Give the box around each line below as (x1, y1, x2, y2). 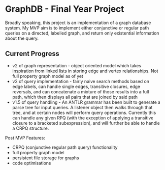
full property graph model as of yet (12, 73, 84, 79)
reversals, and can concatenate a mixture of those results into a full (12, 88, 149, 94)
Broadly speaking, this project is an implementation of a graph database (5, 20, 151, 26)
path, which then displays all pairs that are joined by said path (12, 94, 138, 100)
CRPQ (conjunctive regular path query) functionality (12, 144, 118, 150)
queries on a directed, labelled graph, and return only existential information (5, 30, 159, 36)
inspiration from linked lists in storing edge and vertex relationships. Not (12, 68, 159, 74)
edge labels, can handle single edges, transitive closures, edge (12, 84, 140, 89)
